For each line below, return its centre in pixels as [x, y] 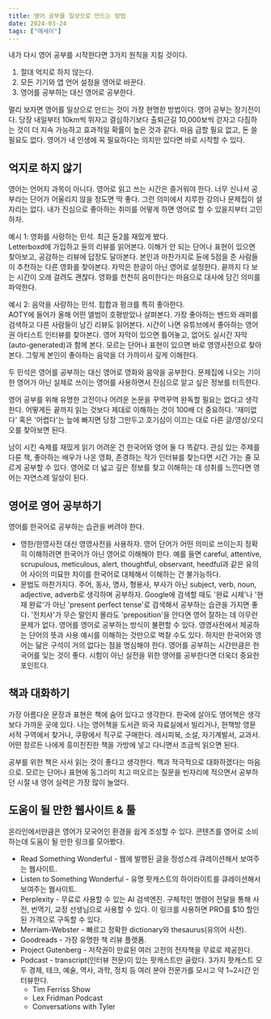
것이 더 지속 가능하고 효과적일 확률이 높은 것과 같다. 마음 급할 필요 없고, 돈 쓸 [137, 130]
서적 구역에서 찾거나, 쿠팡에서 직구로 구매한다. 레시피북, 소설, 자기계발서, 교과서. [134, 735]
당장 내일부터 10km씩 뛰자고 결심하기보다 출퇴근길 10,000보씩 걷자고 [127, 120]
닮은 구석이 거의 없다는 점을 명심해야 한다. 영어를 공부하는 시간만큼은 [143, 645]
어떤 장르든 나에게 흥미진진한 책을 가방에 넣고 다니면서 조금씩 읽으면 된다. [124, 744]
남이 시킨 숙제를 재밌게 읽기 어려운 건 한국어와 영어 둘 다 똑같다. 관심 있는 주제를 [134, 447]
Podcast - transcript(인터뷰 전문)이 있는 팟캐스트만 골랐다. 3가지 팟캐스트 [137, 960]
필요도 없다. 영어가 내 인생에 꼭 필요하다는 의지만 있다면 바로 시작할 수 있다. [127, 140]
